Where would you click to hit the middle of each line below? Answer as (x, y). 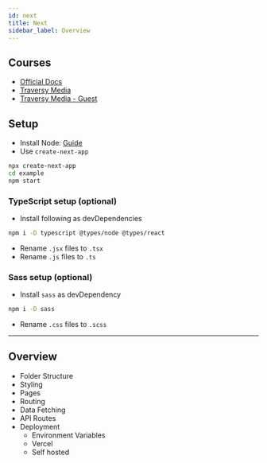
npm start (25, 181)
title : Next (28, 23)
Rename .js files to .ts (58, 256)
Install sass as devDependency (70, 294)
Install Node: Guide (51, 143)
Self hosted (50, 452)
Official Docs (41, 82)
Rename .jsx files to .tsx (61, 248)
